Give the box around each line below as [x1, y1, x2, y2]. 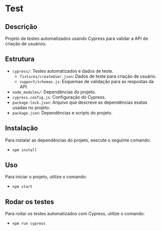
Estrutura [5, 55, 35, 63]
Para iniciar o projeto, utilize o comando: [5, 174, 87, 180]
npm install [12, 147, 37, 152]
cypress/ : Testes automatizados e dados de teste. [12, 68, 114, 74]
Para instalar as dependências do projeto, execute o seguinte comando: [5, 137, 151, 143]
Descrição [5, 23, 37, 31]
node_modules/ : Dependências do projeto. [12, 89, 97, 95]
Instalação [5, 124, 38, 133]
